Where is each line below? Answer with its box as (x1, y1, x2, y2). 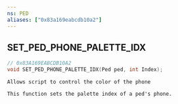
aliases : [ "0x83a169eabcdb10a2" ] (7, 16, 102, 23)
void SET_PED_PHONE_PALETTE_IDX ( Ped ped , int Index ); (7, 66, 164, 73)
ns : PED (7, 10, 29, 17)
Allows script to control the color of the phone (7, 79, 151, 86)
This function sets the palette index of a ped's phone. (7, 90, 173, 98)
